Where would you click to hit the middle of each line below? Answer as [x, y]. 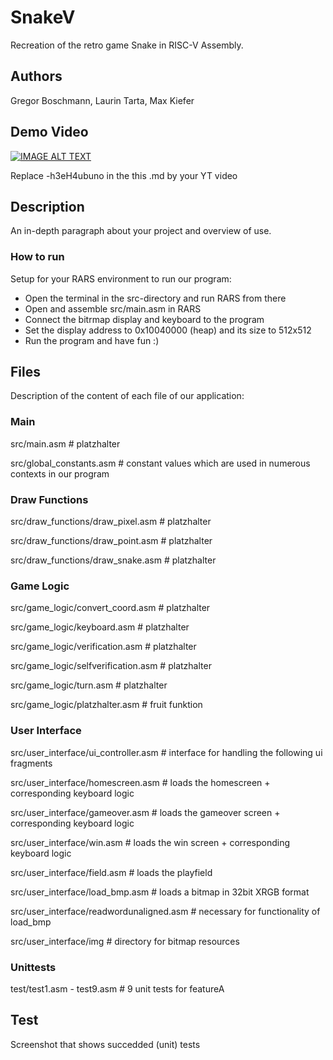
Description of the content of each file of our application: [127, 396]
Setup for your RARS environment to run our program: [121, 278]
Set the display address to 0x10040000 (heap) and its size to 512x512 [168, 330]
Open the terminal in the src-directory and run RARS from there [155, 298]
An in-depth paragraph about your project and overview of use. [141, 231]
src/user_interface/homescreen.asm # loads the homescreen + [140, 782]
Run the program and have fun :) [92, 340]
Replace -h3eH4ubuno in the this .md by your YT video [124, 175]
